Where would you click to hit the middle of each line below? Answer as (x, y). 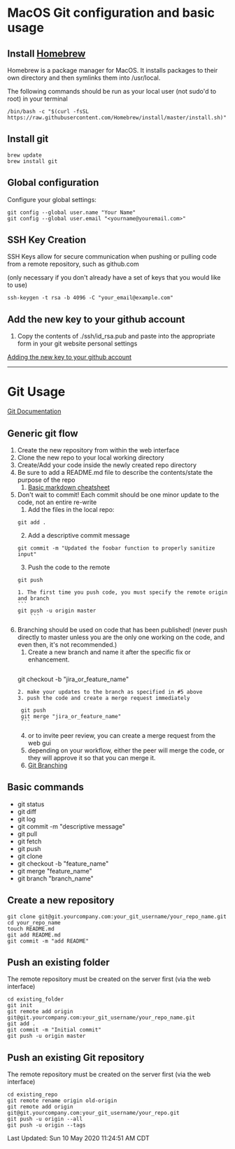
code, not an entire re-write (57, 502)
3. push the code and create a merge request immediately (104, 698)
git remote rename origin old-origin (62, 1101)
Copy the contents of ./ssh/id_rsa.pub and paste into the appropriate (116, 336)
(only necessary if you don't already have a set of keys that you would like (114, 278)
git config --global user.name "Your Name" (72, 212)
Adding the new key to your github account (69, 357)
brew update (24, 155)
